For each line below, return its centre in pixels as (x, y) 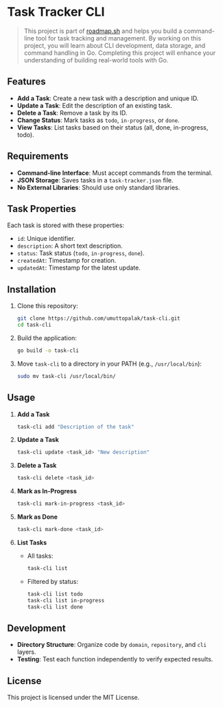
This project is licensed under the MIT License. (73, 697)
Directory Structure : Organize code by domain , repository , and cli (112, 645)
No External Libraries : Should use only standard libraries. (98, 187)
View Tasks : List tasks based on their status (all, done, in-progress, (113, 127)
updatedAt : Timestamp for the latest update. (79, 268)
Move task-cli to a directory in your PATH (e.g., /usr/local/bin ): (109, 364)
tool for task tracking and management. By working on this (118, 38)
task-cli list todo (55, 594)
